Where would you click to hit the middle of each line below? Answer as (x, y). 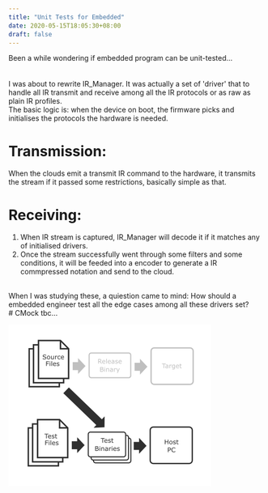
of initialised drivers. (54, 246)
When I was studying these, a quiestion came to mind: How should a (123, 296)
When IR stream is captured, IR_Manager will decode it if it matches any (140, 237)
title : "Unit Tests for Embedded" (67, 17)
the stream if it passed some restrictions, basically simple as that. (117, 182)
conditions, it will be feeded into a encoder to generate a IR (119, 263)
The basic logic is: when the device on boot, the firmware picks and (121, 110)
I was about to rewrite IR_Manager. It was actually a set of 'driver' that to (129, 84)
